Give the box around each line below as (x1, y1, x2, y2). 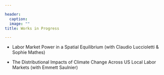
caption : (9, 16, 28, 22)
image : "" (9, 21, 30, 26)
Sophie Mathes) (12, 49, 46, 55)
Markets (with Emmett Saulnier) (12, 64, 78, 70)
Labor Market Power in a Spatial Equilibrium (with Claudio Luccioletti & (12, 44, 159, 50)
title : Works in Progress (5, 26, 59, 31)
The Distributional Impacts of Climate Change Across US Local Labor (12, 59, 156, 65)
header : (5, 12, 21, 17)
